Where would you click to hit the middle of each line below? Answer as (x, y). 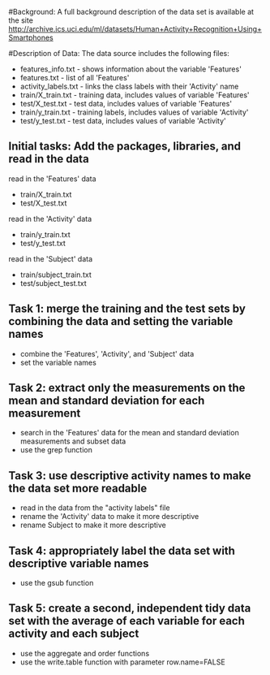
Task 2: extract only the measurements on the (127, 388)
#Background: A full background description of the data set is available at (131, 12)
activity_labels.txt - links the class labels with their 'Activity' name (129, 86)
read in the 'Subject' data (51, 258)
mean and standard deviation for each (107, 401)
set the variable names (58, 362)
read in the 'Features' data (52, 179)
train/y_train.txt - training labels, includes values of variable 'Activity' (134, 112)
